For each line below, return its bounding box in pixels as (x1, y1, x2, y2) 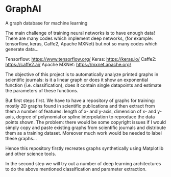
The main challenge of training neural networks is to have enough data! (5, 30, 155, 36)
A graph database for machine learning (5, 20, 88, 26)
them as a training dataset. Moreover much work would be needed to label (5, 130, 162, 136)
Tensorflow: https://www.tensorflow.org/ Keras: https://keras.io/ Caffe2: (5, 56, 157, 62)
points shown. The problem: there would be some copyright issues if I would (5, 119, 166, 125)
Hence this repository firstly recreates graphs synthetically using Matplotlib (5, 145, 164, 151)
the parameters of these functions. (5, 87, 79, 93)
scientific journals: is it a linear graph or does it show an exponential (5, 77, 149, 83)
